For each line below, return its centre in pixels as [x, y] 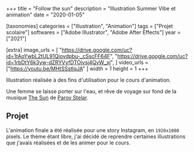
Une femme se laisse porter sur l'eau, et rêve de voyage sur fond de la [91, 91]
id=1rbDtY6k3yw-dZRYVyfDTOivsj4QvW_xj [58, 62]
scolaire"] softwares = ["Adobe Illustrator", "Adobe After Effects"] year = [93, 32]
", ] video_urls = [130, 62]
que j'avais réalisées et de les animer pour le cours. [68, 143]
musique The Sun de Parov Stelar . [47, 97]
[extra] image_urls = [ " [34, 50]
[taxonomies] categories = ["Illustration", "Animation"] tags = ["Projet [90, 26]
